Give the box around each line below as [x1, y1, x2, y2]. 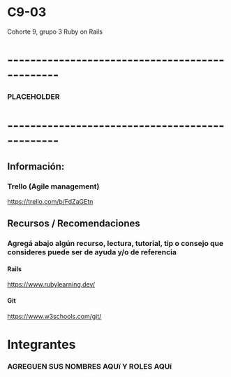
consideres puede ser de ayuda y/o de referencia [7, 247, 177, 257]
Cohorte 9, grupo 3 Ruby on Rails [7, 27, 103, 36]
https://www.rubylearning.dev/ [7, 280, 96, 289]
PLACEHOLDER [7, 92, 60, 102]
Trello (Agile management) [7, 181, 100, 191]
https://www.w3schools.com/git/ [7, 312, 102, 320]
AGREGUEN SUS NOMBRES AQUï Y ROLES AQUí [7, 362, 172, 371]
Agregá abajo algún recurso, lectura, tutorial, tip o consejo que [7, 239, 224, 249]
